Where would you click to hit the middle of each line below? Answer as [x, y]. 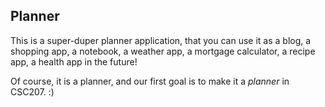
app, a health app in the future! [74, 61]
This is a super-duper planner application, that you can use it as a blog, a [161, 40]
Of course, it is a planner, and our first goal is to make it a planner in [150, 81]
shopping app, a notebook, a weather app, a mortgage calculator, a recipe [163, 51]
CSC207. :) [32, 91]
